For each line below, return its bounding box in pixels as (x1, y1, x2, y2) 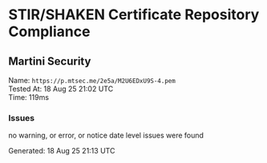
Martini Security (8, 54, 91, 68)
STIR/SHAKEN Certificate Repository (8, 6, 260, 24)
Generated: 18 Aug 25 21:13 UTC (8, 146, 115, 156)
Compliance (8, 22, 91, 41)
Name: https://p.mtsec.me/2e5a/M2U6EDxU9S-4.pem (8, 76, 176, 85)
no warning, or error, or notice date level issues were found (8, 130, 204, 141)
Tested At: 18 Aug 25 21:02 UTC (8, 84, 114, 93)
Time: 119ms (8, 93, 50, 101)
